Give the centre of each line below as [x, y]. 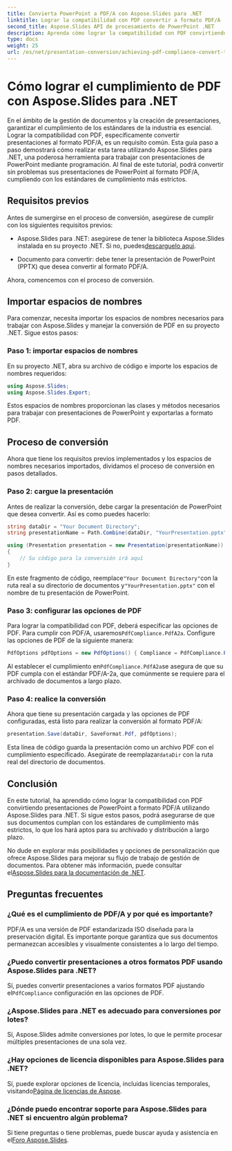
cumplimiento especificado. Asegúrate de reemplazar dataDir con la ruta [110, 754]
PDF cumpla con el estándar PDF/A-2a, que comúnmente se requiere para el [116, 674]
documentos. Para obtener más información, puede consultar [95, 865]
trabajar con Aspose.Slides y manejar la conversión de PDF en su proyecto [113, 325]
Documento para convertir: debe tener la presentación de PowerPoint [116, 259]
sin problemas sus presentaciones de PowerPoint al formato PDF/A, [104, 172]
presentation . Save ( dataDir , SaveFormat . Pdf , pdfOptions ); [92, 734]
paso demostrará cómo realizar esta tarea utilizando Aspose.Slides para [110, 149]
